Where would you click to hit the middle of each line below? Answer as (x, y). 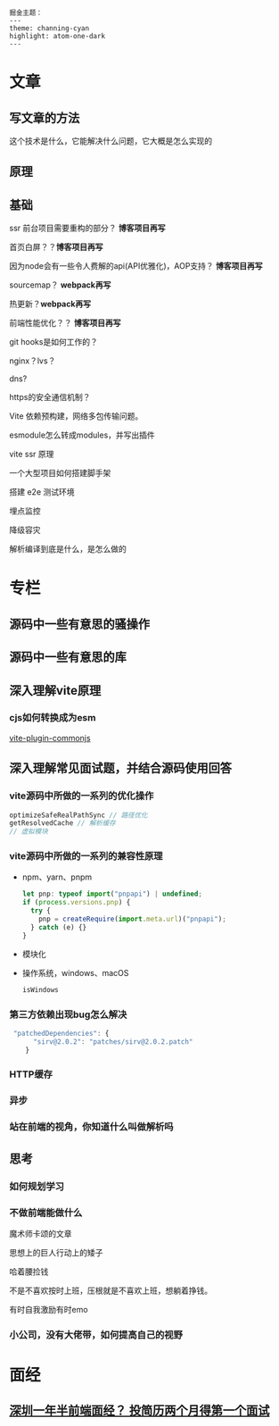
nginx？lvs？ (33, 361)
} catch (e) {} (59, 927)
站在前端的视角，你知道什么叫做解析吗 (91, 1127)
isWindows (41, 989)
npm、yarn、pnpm (57, 877)
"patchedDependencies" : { (61, 1033)
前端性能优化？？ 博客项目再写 (65, 323)
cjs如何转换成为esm (53, 718)
